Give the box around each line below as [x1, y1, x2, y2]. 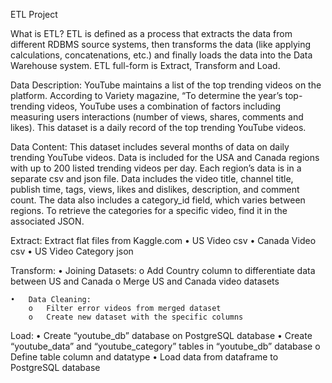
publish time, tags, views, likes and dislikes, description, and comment [10, 184, 300, 195]
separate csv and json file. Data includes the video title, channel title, [10, 173, 294, 184]
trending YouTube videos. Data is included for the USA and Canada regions [10, 152, 320, 163]
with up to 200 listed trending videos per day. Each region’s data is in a [10, 162, 302, 174]
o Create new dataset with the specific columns [28, 312, 244, 322]
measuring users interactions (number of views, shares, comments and [10, 111, 304, 123]
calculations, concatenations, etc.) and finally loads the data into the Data [10, 49, 313, 61]
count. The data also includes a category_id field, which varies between [10, 194, 306, 206]
